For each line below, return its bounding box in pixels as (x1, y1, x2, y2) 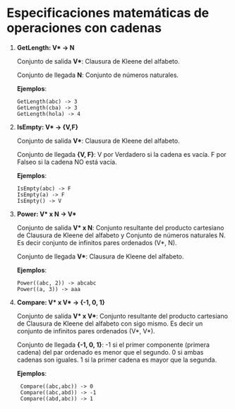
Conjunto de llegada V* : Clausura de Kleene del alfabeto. (16, 252, 184, 261)
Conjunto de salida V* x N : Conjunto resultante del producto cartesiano (16, 223, 224, 232)
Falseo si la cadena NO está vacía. (16, 158, 117, 166)
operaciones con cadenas (6, 20, 162, 36)
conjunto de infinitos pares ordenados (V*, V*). (16, 326, 156, 335)
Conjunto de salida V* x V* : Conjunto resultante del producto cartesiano (16, 312, 229, 320)
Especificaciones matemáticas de (6, 5, 210, 21)
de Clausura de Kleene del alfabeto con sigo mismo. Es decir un (16, 319, 203, 328)
